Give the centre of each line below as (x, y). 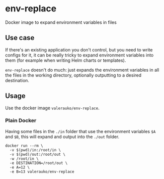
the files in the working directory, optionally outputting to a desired (73, 75)
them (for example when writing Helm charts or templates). (66, 60)
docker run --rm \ (24, 146)
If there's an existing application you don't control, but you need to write (79, 49)
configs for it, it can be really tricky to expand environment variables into (80, 55)
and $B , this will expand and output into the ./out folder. (62, 136)
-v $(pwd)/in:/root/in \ (35, 150)
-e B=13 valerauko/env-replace (42, 172)
